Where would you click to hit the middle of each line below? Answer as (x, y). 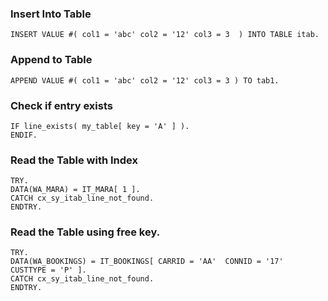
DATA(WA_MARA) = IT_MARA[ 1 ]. (75, 190)
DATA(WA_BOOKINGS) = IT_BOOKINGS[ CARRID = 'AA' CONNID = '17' (147, 262)
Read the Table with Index (74, 160)
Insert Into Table (51, 14)
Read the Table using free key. (85, 232)
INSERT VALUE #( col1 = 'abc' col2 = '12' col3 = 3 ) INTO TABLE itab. (165, 35)
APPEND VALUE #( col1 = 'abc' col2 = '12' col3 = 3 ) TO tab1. (145, 80)
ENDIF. (24, 135)
